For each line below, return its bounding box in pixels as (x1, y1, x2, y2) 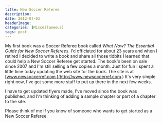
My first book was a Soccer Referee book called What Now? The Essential (5, 43, 154, 48)
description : (5, 12, 32, 16)
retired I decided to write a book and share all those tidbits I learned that (5, 53, 150, 59)
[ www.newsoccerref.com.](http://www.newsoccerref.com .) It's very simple (5, 74, 156, 79)
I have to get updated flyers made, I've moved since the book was (5, 88, 137, 94)
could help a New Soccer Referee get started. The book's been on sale (5, 59, 147, 64)
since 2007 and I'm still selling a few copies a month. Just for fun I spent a (5, 63, 154, 69)
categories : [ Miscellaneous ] (5, 25, 64, 30)
